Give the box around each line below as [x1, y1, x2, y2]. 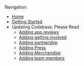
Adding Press [18, 45, 46, 50]
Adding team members [18, 55, 65, 61]
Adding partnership [18, 40, 58, 45]
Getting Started [11, 19, 42, 24]
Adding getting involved [18, 34, 67, 40]
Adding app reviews [18, 29, 59, 35]
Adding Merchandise [18, 50, 61, 56]
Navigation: [4, 4, 28, 10]
